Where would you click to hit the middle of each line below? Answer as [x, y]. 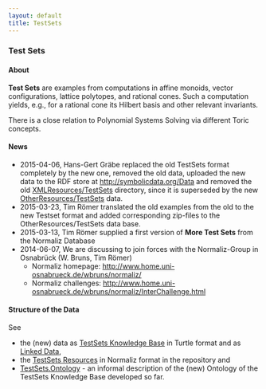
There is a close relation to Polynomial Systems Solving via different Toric [129, 120]
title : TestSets [35, 23]
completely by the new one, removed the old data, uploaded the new [133, 173]
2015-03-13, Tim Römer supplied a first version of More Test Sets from [136, 232]
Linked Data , [40, 352]
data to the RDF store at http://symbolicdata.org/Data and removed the [136, 181]
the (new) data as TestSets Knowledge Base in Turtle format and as [130, 343]
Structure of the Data [44, 310]
